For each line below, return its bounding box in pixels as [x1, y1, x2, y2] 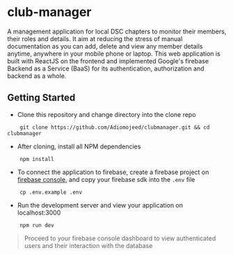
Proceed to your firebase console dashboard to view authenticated [24, 234, 216, 242]
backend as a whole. [7, 71, 67, 80]
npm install [19, 155, 54, 162]
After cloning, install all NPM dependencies [17, 142, 141, 150]
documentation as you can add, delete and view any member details [7, 42, 203, 50]
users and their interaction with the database [24, 241, 153, 249]
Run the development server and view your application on [17, 201, 183, 209]
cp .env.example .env [19, 189, 82, 196]
